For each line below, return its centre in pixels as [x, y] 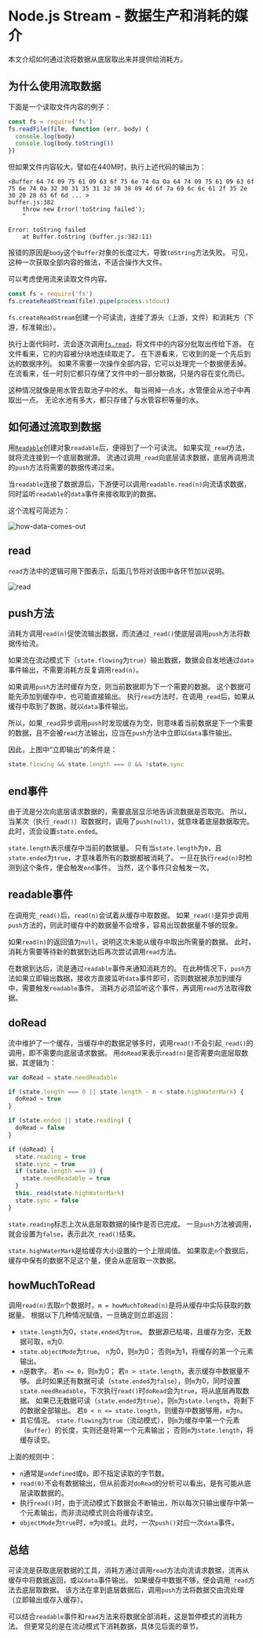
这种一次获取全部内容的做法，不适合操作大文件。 [87, 262]
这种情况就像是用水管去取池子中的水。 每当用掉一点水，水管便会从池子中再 [130, 389]
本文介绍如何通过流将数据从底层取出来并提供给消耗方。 [97, 59]
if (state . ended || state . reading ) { [70, 1121]
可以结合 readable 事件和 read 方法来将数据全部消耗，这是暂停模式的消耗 [122, 1617]
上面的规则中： [32, 1457]
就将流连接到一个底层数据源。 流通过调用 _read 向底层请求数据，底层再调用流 [131, 457]
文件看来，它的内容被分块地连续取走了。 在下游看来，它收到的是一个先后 [126, 353]
